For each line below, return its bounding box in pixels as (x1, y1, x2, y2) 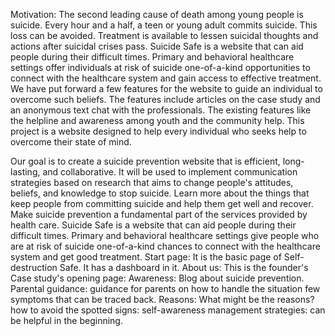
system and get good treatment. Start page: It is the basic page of (10, 251, 282, 263)
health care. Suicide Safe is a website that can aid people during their (10, 219, 297, 231)
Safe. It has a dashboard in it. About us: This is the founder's (59, 262, 309, 273)
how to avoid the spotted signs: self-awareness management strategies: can (10, 304, 326, 316)
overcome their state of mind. (10, 136, 132, 148)
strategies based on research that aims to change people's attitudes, (10, 177, 294, 188)
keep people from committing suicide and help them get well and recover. (10, 198, 314, 209)
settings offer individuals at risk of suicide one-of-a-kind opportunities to (10, 62, 311, 73)
